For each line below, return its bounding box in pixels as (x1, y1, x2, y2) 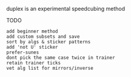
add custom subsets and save (6, 34, 80, 40)
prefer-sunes (6, 49, 39, 55)
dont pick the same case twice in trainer (6, 55, 115, 61)
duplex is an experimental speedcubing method (6, 5, 126, 12)
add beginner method (6, 28, 59, 34)
